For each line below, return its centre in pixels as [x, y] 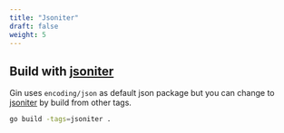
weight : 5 [28, 34]
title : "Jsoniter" [44, 18]
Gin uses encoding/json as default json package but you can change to [142, 93]
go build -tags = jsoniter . [60, 119]
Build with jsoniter [62, 71]
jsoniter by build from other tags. [70, 103]
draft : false [34, 26]
